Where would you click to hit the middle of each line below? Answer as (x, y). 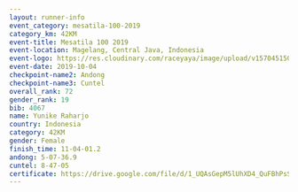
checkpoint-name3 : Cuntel (57, 83)
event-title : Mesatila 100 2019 (69, 42)
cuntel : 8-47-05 (39, 165)
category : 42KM (37, 133)
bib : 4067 (27, 108)
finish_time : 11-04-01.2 (55, 149)
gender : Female (37, 141)
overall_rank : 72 (41, 91)
